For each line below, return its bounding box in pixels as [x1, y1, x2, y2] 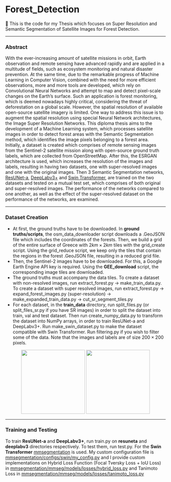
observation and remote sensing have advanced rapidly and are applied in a [5, 60, 164, 67]
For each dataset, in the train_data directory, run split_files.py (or [12, 302, 149, 308]
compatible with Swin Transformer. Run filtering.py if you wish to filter [12, 329, 159, 335]
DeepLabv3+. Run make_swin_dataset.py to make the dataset [12, 323, 142, 329]
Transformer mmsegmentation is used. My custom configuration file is [5, 449, 154, 455]
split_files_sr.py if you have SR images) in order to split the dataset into [12, 307, 161, 313]
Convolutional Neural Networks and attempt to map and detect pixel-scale [5, 88, 161, 94]
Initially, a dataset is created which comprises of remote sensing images [5, 142, 157, 148]
